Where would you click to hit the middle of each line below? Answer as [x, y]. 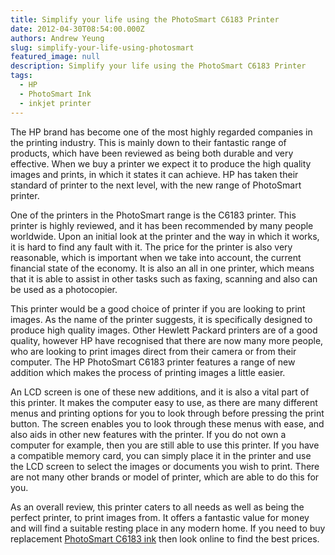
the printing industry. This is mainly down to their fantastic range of [148, 142]
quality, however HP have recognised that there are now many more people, [167, 340]
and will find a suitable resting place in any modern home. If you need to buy [168, 528]
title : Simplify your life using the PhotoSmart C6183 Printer [145, 19]
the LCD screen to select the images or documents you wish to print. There [165, 466]
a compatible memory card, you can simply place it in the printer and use [161, 455]
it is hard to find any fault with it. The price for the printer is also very [151, 247]
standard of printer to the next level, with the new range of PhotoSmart [156, 185]
